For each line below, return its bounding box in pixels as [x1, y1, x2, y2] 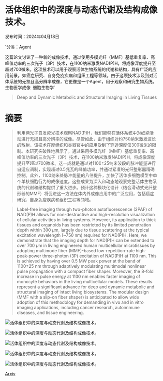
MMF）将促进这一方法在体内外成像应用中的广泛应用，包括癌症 [30, 190, 155, 196]
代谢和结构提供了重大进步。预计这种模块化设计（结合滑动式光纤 [25, 184, 153, 190]
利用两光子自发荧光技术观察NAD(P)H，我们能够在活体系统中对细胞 [16, 130, 150, 136]
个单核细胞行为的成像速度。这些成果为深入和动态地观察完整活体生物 [16, 178, 153, 184]
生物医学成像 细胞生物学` [5, 85, 56, 90]
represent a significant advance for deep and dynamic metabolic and [16, 284, 155, 290]
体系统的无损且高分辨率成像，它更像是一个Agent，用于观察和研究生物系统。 [5, 78, 157, 84]
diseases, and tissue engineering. [16, 310, 84, 315]
